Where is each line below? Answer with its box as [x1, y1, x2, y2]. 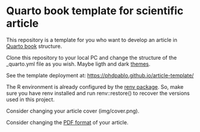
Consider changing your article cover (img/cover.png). [6, 107, 140, 114]
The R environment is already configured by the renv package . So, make [6, 83, 184, 90]
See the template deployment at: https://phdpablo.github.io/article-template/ [6, 72, 194, 79]
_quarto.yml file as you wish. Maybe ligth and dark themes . [6, 60, 151, 67]
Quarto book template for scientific [6, 4, 183, 18]
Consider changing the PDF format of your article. [6, 118, 129, 125]
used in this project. [6, 96, 55, 103]
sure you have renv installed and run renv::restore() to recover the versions [6, 89, 190, 96]
